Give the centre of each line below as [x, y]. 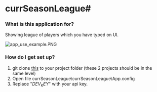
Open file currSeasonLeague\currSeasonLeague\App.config [73, 78]
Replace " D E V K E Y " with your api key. [50, 84]
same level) [24, 73]
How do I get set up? [30, 57]
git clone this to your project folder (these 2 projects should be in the [82, 68]
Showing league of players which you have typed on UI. [62, 35]
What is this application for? [39, 24]
